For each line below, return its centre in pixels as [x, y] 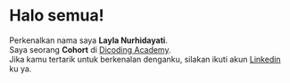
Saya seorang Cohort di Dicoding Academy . [90, 49]
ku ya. [21, 69]
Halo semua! [57, 16]
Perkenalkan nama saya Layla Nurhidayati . [88, 40]
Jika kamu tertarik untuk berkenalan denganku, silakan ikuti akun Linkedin [145, 59]
